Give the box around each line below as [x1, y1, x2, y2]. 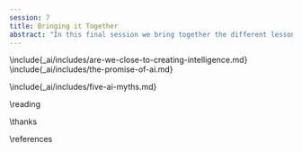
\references [9, 134, 53, 145]
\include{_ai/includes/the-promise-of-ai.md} [9, 64, 173, 75]
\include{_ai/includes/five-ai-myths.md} [9, 82, 157, 93]
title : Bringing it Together [9, 22, 119, 31]
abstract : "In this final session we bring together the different [9, 30, 268, 39]
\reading [9, 99, 41, 110]
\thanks [9, 116, 38, 127]
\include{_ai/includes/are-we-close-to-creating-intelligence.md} [9, 55, 248, 66]
